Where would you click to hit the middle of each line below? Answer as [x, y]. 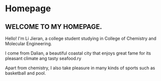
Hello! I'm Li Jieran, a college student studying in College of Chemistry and [81, 38]
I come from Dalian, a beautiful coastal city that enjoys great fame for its [78, 53]
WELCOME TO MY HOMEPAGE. [54, 27]
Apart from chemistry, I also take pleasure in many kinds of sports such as [80, 68]
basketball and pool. [26, 73]
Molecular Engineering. [29, 44]
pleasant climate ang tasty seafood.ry [43, 58]
